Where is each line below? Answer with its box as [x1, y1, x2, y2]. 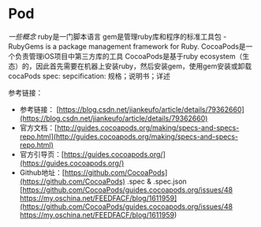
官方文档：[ [19, 123, 58, 132]
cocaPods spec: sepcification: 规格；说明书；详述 [8, 71, 171, 80]
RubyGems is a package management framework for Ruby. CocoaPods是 [8, 41, 246, 51]
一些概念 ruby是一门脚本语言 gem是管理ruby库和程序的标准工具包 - [8, 32, 227, 41]
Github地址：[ [19, 167, 65, 177]
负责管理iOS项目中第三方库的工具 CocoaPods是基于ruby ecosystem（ [14, 51, 243, 61]
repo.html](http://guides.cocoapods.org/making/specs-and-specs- [19, 132, 239, 141]
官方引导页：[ [19, 149, 65, 158]
